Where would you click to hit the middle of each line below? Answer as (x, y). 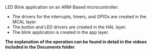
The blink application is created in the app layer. (61, 32)
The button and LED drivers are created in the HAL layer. (69, 27)
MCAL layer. (25, 22)
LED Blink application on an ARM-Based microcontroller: (62, 7)
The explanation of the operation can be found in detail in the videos (76, 42)
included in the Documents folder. (40, 47)
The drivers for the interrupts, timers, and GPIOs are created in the (79, 16)
